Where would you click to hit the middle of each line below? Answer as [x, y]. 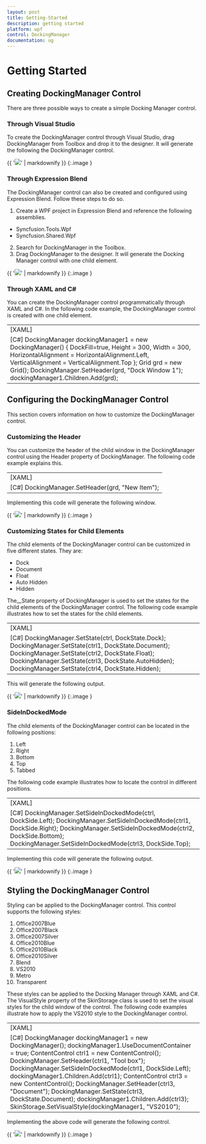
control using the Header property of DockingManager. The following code [101, 456]
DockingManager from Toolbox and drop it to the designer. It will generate [100, 144]
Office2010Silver [37, 956]
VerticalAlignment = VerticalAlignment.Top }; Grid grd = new [96, 362]
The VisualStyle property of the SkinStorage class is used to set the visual [100, 1001]
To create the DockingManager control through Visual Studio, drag [91, 137]
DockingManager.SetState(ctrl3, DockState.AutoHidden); [92, 661]
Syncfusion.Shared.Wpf [46, 235]
